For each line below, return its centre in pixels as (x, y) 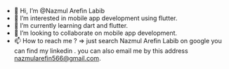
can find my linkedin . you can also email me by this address (101, 51)
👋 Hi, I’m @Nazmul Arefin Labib (59, 11)
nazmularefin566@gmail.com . (57, 58)
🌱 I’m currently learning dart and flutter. (71, 25)
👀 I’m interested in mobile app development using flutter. (96, 18)
